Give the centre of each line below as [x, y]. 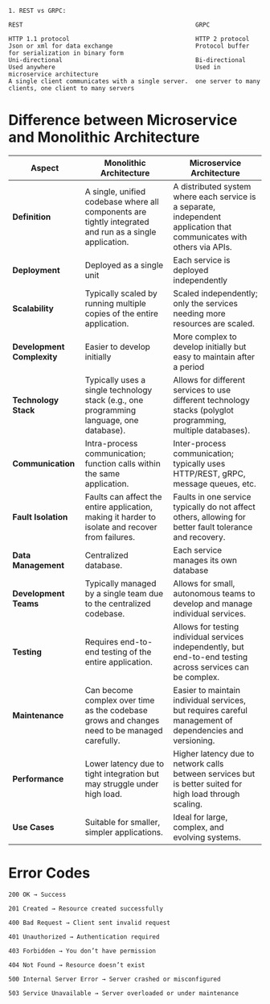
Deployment [36, 270]
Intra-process [111, 443]
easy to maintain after [214, 356]
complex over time [120, 700]
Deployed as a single [124, 265]
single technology [119, 390]
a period [189, 367]
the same [102, 473]
